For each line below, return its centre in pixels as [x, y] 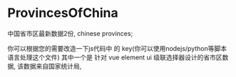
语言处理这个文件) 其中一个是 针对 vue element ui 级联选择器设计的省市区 [115, 57]
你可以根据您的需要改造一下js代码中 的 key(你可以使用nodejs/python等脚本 [117, 48]
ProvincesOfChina [63, 13]
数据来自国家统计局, [52, 66]
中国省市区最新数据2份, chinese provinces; [70, 33]
